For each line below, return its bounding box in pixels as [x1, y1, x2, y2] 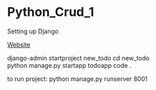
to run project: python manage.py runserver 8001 [7, 74, 148, 83]
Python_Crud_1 [7, 4, 95, 20]
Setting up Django [7, 27, 59, 35]
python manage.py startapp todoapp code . [7, 61, 132, 69]
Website [7, 40, 31, 48]
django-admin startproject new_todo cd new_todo [7, 53, 150, 62]
